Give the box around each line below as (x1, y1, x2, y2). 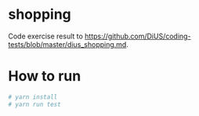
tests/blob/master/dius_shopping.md (8, 39, 127, 49)
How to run (8, 67, 81, 85)
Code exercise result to (8, 31, 84, 41)
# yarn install (8, 92, 58, 101)
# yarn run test (8, 100, 61, 108)
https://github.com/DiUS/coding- (85, 31, 191, 41)
